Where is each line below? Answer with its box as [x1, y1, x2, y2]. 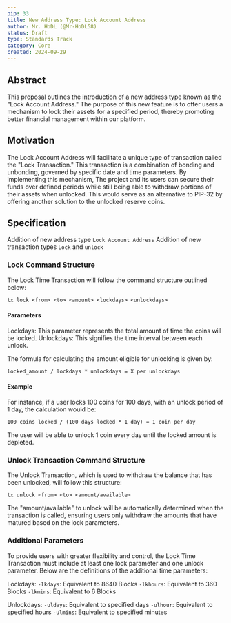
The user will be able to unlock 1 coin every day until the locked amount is [7, 431, 217, 439]
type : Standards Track [7, 36, 72, 43]
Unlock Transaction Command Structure [7, 455, 145, 465]
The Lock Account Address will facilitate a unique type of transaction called [7, 153, 222, 161]
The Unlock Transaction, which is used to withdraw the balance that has [7, 471, 212, 479]
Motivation [7, 135, 55, 147]
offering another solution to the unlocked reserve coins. [7, 197, 165, 205]
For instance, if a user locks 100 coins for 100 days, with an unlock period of [7, 398, 223, 407]
